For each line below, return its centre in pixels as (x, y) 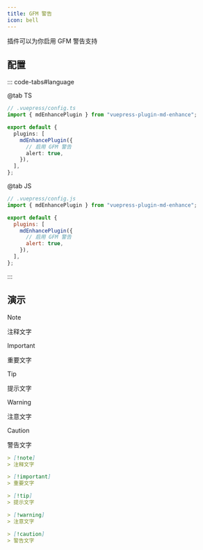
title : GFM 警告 (30, 14)
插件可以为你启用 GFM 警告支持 (52, 41)
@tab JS (19, 186)
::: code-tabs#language (41, 82)
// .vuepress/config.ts (42, 109)
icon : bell (23, 20)
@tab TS (20, 95)
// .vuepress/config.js (42, 199)
